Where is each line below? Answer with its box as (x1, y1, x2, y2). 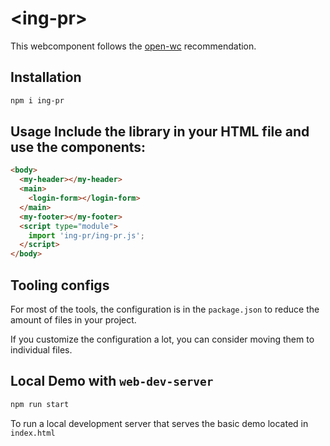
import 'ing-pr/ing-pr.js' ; (28, 230, 145, 241)
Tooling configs (10, 277, 110, 294)
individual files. (10, 344, 73, 356)
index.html (10, 428, 56, 438)
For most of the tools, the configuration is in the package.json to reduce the (10, 303, 320, 315)
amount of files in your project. (10, 314, 137, 326)
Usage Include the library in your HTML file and (10, 123, 310, 141)
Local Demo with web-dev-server (10, 373, 214, 390)
